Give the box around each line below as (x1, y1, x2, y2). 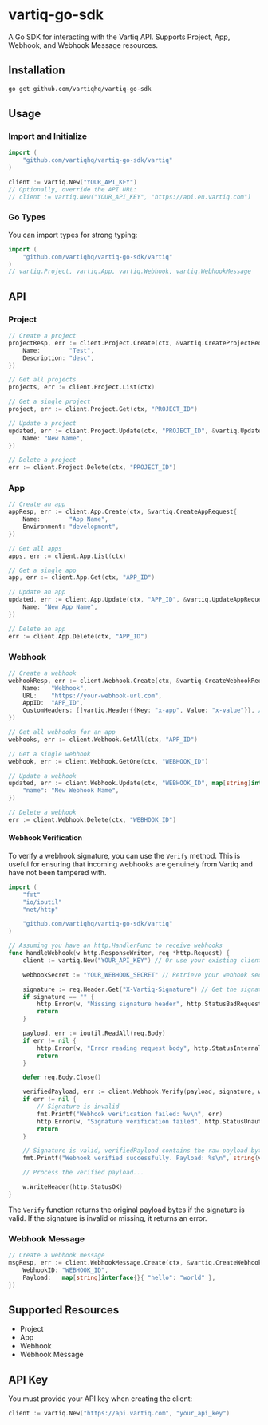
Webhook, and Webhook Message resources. (8, 40, 158, 49)
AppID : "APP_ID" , (22, 699, 84, 707)
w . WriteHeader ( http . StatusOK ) (22, 1183, 124, 1191)
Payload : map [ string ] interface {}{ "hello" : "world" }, (22, 1273, 216, 1281)
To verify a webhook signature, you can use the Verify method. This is (8, 851, 241, 860)
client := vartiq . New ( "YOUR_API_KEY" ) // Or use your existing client (22, 956, 262, 965)
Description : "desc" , (22, 353, 94, 362)
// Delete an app (8, 625, 66, 633)
